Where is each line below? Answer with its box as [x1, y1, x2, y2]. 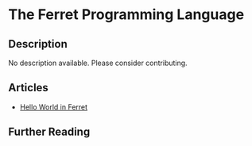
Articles [8, 81, 49, 94]
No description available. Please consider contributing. [8, 58, 188, 67]
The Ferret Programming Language [8, 6, 245, 24]
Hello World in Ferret [19, 102, 88, 112]
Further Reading [8, 125, 91, 139]
